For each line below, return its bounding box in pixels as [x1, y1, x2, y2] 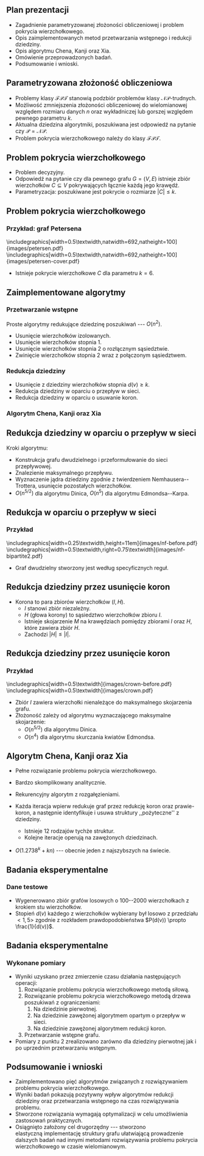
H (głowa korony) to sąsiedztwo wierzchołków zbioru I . [24, 611, 163, 618]
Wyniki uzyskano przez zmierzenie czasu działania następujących [15, 973, 181, 980]
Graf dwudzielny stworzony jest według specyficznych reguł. [15, 564, 169, 571]
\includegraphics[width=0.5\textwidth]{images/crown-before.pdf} [6, 681, 172, 688]
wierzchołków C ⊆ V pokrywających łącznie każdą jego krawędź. [15, 181, 180, 189]
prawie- [174, 803, 195, 810]
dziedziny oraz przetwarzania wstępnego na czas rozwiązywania [15, 1097, 179, 1105]
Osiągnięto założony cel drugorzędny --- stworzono [15, 1124, 146, 1131]
